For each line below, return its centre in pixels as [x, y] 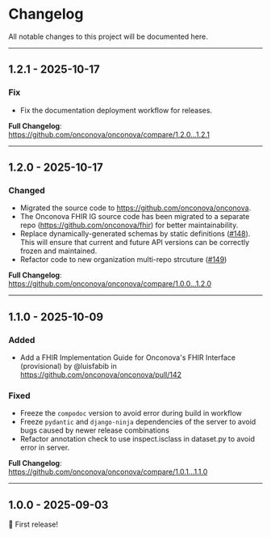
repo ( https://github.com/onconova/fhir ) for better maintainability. [129, 225]
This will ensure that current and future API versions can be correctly [135, 243]
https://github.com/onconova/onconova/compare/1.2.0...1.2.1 [109, 134]
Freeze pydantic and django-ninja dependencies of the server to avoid [138, 422]
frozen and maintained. [58, 251]
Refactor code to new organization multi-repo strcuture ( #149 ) [123, 260]
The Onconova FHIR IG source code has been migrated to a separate [135, 217]
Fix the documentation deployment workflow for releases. [116, 110]
